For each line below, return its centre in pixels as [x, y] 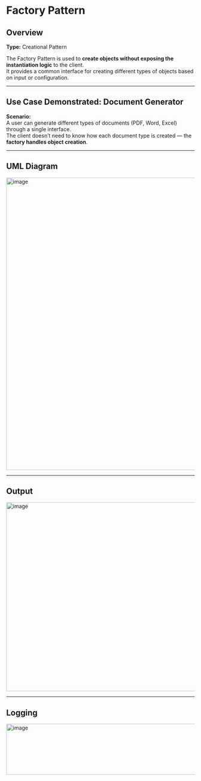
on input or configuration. [38, 78]
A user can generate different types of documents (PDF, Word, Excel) [92, 123]
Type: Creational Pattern [36, 47]
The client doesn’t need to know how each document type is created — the [99, 135]
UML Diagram [32, 166]
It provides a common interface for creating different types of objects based [100, 71]
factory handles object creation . [47, 142]
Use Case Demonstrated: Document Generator [95, 102]
